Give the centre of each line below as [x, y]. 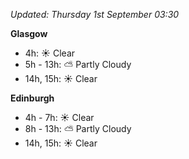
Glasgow [29, 33]
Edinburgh [32, 98]
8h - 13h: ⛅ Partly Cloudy [78, 128]
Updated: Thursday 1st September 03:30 [95, 14]
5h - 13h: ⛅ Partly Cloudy [78, 64]
